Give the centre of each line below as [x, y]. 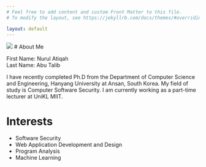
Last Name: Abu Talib [33, 65]
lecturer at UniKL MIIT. [35, 97]
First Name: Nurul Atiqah [37, 59]
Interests [30, 121]
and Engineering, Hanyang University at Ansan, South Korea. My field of [97, 84]
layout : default [27, 29]
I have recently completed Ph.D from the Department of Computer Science [101, 77]
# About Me [29, 47]
